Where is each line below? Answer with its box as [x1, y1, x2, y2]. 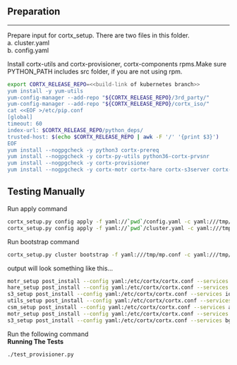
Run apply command [7, 204, 68, 213]
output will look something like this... [7, 264, 114, 273]
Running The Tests [7, 337, 64, 345]
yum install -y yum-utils [7, 88, 83, 95]
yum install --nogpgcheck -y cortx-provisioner [7, 160, 150, 167]
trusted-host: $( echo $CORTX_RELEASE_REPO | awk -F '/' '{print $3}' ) [7, 133, 219, 140]
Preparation [7, 6, 61, 18]
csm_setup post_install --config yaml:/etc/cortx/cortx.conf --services [7, 304, 226, 311]
